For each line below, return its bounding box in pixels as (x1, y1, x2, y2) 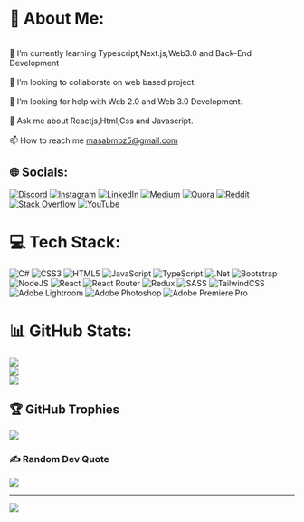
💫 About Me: (9, 8, 105, 29)
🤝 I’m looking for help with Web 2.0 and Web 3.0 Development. (9, 95, 243, 107)
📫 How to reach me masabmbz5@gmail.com (9, 135, 178, 146)
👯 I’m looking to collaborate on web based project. (9, 76, 197, 87)
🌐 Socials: (9, 165, 69, 180)
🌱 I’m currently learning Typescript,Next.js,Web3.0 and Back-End (9, 47, 252, 58)
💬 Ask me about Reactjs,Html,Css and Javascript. (9, 115, 194, 126)
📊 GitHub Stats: (9, 321, 133, 341)
